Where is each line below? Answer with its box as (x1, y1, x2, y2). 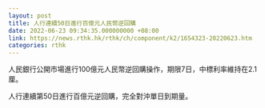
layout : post (8, 11, 52, 20)
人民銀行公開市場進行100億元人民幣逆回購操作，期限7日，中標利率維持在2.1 (8, 65, 258, 74)
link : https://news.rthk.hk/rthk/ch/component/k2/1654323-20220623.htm (8, 34, 252, 42)
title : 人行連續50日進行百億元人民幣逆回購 (8, 19, 136, 27)
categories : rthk (8, 42, 66, 50)
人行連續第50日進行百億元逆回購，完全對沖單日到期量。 (8, 91, 193, 101)
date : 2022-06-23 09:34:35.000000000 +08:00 (8, 26, 159, 34)
